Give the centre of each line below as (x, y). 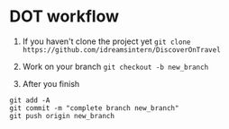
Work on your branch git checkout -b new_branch (115, 66)
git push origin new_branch (62, 116)
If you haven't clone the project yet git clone (106, 41)
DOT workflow (64, 17)
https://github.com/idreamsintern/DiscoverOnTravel (121, 50)
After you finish (51, 83)
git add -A (30, 100)
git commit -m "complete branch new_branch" (94, 108)
